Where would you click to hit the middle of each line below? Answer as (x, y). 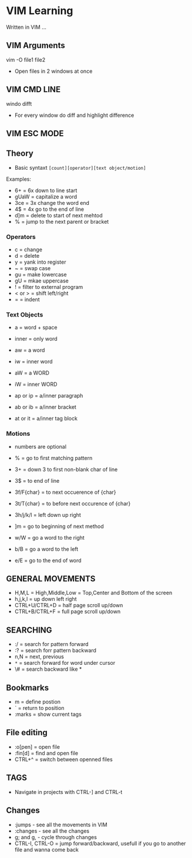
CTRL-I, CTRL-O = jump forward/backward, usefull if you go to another (100, 843)
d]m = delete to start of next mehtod (58, 215)
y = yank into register (40, 262)
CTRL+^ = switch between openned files (63, 759)
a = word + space (36, 328)
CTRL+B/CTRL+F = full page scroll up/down (68, 611)
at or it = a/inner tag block (46, 419)
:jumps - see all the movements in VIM (61, 825)
